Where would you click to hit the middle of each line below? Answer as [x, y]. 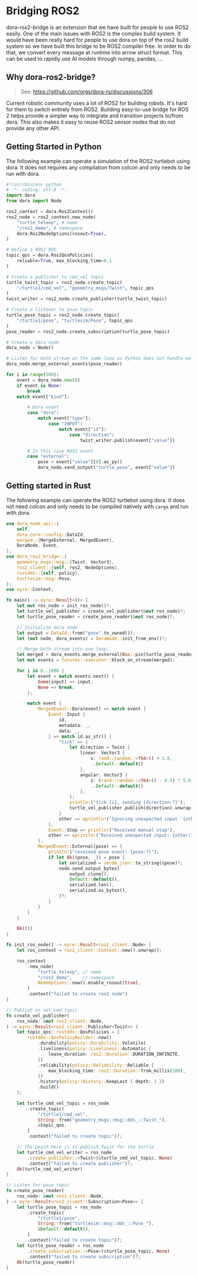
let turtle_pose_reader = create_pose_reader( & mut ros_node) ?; [96, 616]
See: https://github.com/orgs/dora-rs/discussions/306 [87, 91]
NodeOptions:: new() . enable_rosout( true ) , [89, 983]
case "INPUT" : [65, 424]
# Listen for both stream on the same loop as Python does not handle [95, 358]
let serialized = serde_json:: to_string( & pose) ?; [121, 863]
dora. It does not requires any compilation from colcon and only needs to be [98, 167]
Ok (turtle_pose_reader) [46, 1262]
